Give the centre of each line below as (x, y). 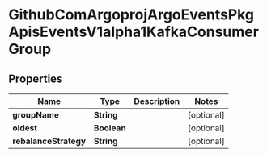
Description (157, 101)
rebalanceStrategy (49, 141)
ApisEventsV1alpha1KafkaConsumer (133, 32)
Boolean (110, 128)
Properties (36, 78)
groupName (36, 115)
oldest (25, 128)
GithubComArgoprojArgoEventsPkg (131, 15)
